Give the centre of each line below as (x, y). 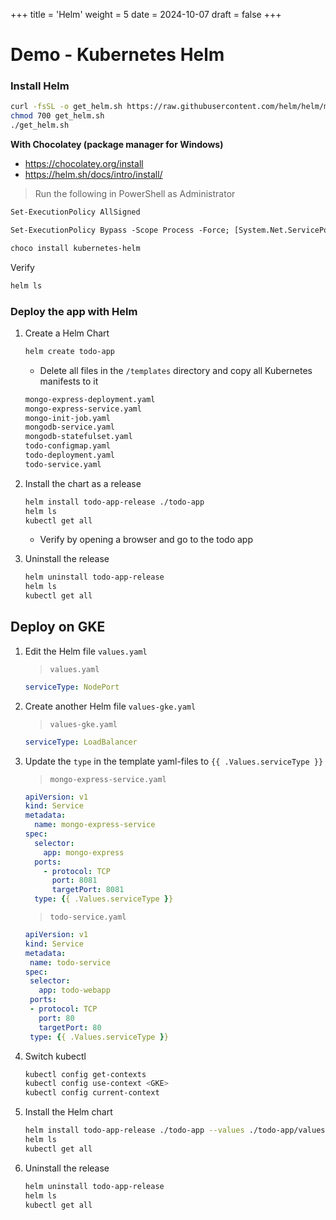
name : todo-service (70, 962)
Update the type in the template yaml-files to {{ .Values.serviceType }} (174, 761)
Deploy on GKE (58, 627)
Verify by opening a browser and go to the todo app (146, 540)
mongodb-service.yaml (69, 427)
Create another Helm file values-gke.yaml (110, 706)
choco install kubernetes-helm (75, 248)
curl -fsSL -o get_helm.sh (66, 107)
